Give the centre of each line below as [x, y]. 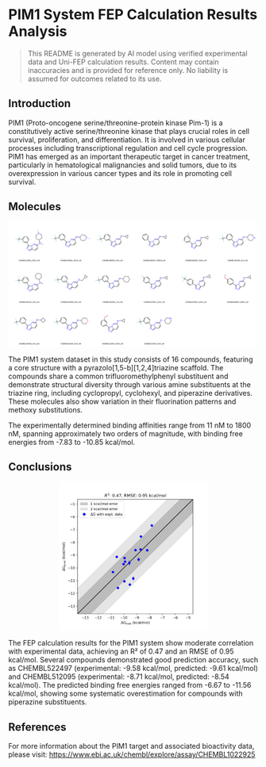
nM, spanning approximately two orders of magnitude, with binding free [126, 433]
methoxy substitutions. [46, 409]
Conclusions [40, 467]
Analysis [38, 31]
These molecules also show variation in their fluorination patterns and [122, 401]
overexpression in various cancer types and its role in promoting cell [120, 173]
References [37, 727]
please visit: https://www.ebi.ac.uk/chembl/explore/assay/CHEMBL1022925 [132, 754]
